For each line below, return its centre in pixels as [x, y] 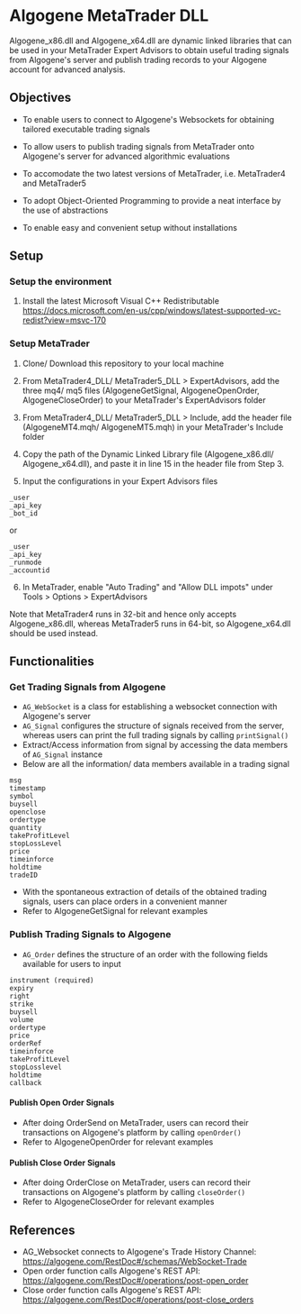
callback [26, 1082]
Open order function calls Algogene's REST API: [111, 1271]
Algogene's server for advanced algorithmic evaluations [126, 156]
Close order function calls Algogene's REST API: [112, 1290]
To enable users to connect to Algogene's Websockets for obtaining [148, 119]
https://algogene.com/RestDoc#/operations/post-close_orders [138, 1300]
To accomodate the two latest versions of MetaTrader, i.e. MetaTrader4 [154, 173]
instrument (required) [52, 980]
